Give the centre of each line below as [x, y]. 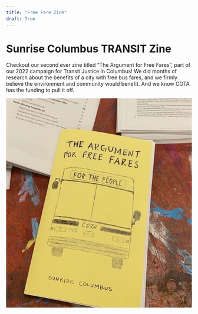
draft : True [21, 19]
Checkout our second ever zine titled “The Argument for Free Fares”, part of [98, 65]
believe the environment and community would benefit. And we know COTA [98, 84]
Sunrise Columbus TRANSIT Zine [89, 49]
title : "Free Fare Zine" [37, 12]
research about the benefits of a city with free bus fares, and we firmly [92, 77]
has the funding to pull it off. [40, 90]
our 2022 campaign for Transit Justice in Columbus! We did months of [92, 72]
